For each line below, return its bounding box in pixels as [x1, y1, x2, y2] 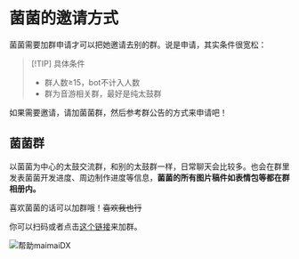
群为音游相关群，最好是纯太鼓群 [44, 88, 162, 99]
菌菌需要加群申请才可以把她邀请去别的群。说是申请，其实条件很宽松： [9, 39, 267, 50]
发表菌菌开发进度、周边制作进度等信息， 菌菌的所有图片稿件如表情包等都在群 [9, 172, 290, 182]
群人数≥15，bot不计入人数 [44, 77, 141, 87]
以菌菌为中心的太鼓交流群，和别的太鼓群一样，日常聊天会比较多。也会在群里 [9, 161, 290, 172]
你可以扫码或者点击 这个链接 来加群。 [9, 221, 142, 231]
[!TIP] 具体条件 [30, 58, 85, 69]
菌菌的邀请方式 [9, 8, 119, 28]
